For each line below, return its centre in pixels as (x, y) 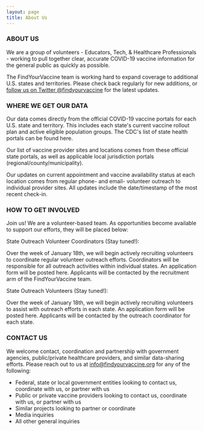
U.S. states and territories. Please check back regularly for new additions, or (102, 83)
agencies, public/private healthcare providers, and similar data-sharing (95, 357)
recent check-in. (27, 194)
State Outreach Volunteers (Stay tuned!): (57, 291)
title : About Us (27, 18)
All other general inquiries (47, 421)
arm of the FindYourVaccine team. (49, 279)
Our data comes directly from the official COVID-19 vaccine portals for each (101, 119)
